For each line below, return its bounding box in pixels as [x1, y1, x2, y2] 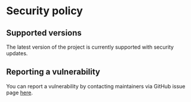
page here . [6, 89, 33, 96]
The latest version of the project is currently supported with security [6, 43, 174, 50]
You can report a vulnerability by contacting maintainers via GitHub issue [6, 82, 186, 90]
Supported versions [6, 28, 82, 38]
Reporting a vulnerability [6, 67, 100, 77]
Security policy [6, 4, 84, 18]
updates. [6, 50, 28, 57]
